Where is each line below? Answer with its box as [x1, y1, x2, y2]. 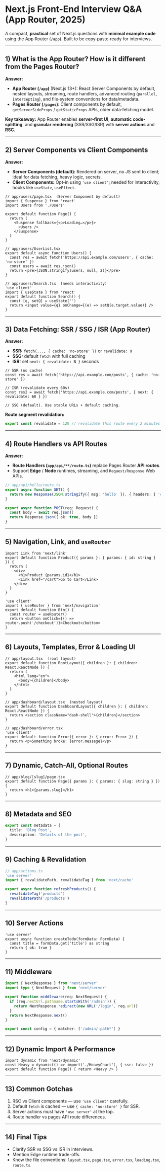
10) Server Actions [5, 919, 64, 928]
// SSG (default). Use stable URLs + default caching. [5, 403, 121, 408]
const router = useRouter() [9, 612, 68, 617]
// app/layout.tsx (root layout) [5, 656, 77, 661]
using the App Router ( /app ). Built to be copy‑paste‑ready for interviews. [5, 36, 152, 42]
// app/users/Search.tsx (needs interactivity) [5, 281, 107, 286]
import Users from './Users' [5, 203, 65, 208]
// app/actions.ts [5, 868, 43, 873]
